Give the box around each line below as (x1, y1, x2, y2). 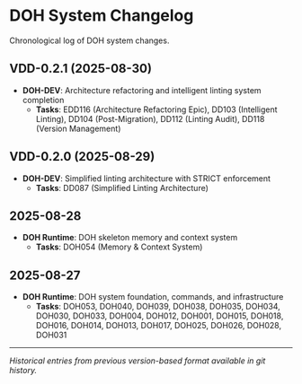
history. (9, 365, 38, 376)
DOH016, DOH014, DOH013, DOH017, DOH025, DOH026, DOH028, (35, 320, 281, 331)
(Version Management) (35, 123, 121, 134)
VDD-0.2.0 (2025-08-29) (9, 149, 155, 164)
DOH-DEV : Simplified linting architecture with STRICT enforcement (22, 172, 271, 184)
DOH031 (35, 329, 67, 341)
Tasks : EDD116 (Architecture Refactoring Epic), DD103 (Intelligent (35, 104, 278, 115)
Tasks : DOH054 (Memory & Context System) (35, 241, 203, 252)
